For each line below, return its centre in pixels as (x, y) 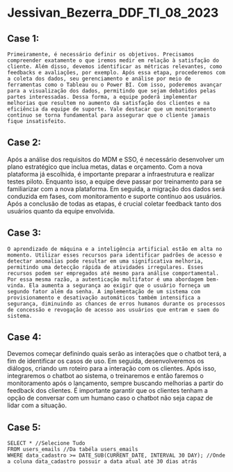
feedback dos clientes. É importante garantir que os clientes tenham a (108, 391)
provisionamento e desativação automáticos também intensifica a (104, 298)
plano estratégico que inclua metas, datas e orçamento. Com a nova (105, 166)
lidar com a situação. (37, 405)
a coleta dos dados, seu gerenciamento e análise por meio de (99, 79)
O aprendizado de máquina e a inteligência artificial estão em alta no (115, 249)
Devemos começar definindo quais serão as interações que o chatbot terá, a (117, 354)
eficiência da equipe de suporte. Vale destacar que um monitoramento (112, 109)
